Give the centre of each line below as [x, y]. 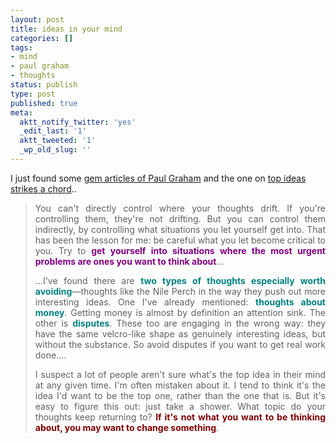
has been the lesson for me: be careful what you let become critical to [180, 240]
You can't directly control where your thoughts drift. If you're [180, 208]
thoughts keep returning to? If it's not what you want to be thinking [180, 417]
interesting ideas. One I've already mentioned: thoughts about [180, 302]
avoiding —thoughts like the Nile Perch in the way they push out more [180, 291]
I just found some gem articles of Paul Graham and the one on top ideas [158, 178]
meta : [21, 112]
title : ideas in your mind [66, 29]
